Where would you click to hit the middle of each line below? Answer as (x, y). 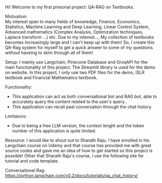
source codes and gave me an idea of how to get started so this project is (79, 151)
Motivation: (16, 16)
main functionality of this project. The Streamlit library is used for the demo (80, 67)
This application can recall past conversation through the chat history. (82, 107)
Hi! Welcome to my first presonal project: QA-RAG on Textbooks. (70, 7)
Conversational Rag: (25, 170)
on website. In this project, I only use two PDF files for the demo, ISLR (75, 72)
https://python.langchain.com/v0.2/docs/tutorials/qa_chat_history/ (72, 175)
